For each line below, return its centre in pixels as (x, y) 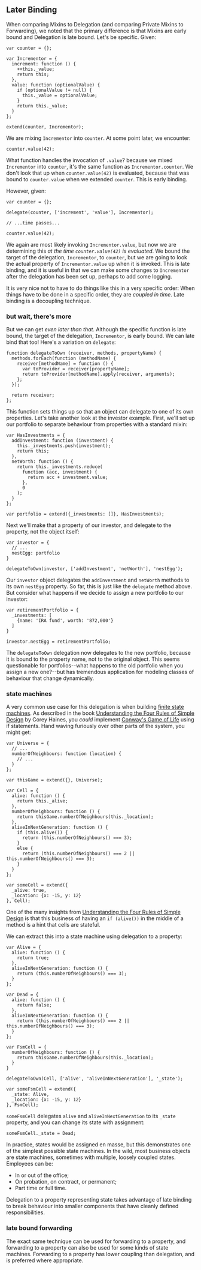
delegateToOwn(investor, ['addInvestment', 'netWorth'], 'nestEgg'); (95, 569)
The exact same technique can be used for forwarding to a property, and (96, 1241)
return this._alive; (42, 801)
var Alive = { (24, 948)
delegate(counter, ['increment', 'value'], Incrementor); (80, 212)
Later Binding (32, 10)
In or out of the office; (42, 1175)
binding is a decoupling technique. (49, 301)
